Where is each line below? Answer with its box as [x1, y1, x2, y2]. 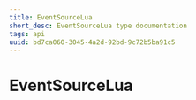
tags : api [9, 29, 46, 38]
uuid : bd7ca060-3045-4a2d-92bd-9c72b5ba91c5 [9, 37, 176, 47]
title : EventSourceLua [9, 12, 93, 22]
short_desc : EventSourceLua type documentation [9, 21, 188, 30]
